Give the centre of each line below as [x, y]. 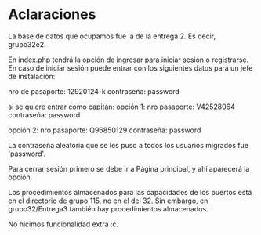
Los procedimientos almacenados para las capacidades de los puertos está [130, 192]
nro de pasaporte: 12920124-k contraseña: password [94, 91]
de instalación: [32, 76]
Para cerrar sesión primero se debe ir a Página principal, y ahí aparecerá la [129, 168]
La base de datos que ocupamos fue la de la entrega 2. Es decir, [112, 36]
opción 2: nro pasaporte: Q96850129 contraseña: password [105, 130]
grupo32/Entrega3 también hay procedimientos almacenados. [109, 208]
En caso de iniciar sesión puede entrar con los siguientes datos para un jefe [130, 67]
